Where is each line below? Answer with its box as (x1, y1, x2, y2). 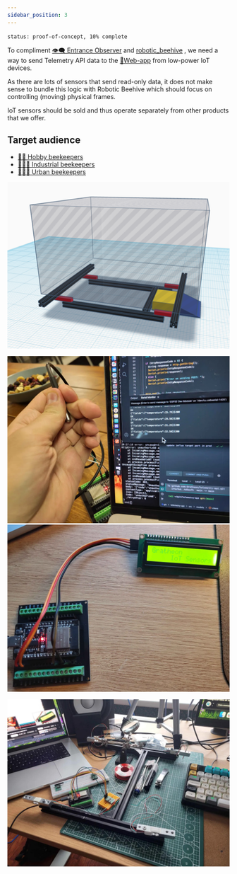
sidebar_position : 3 (7, 11, 68, 18)
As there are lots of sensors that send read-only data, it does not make (7, 77, 213, 86)
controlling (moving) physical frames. (7, 92, 116, 100)
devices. (7, 64, 32, 72)
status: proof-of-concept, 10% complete (7, 33, 128, 40)
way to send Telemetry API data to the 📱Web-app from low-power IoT (7, 56, 210, 64)
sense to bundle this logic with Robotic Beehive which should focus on (7, 85, 213, 93)
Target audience (7, 134, 81, 146)
